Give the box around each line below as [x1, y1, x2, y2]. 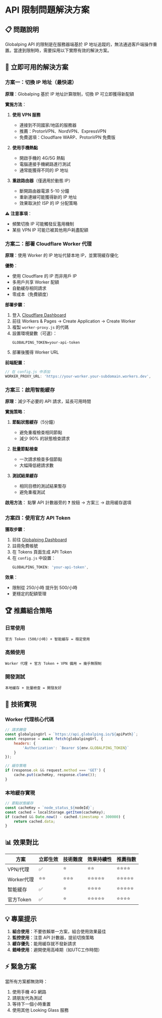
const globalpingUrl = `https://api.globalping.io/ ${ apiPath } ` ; [5, 732, 138, 737]
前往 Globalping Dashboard [12, 537, 67, 543]
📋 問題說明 [5, 25, 39, 34]
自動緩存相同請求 [12, 285, 47, 291]
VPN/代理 [7, 866, 30, 873]
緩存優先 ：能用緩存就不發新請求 [12, 940, 76, 946]
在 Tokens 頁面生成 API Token [12, 549, 72, 555]
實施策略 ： [5, 409, 27, 415]
